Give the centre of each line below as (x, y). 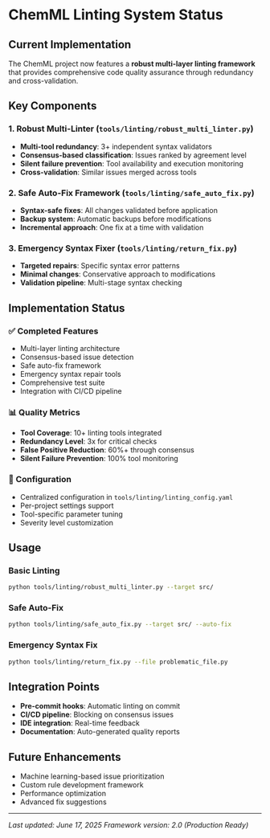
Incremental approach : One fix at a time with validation (112, 227)
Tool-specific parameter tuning (71, 514)
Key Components (53, 106)
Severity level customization (67, 522)
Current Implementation (70, 45)
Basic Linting (34, 570)
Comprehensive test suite (62, 382)
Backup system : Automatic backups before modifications (116, 219)
